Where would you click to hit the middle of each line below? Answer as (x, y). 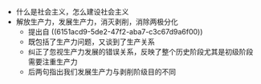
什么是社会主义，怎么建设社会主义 (72, 12)
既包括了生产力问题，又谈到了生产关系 (91, 42)
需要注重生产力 (53, 62)
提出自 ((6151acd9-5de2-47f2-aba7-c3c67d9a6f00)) (115, 32)
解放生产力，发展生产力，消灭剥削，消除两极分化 (97, 22)
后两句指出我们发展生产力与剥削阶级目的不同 (102, 72)
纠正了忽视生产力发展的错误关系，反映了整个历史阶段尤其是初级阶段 (141, 52)
